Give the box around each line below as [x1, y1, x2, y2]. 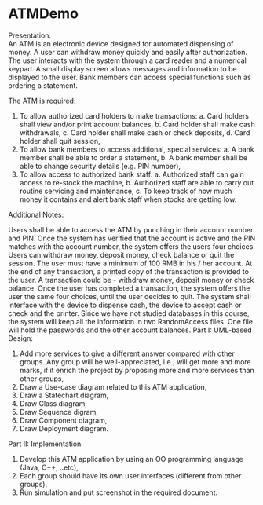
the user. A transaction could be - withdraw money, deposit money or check [8, 275, 254, 284]
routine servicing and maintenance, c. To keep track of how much [19, 186, 232, 196]
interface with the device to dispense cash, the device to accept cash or [8, 300, 242, 309]
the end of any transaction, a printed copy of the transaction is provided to [8, 266, 250, 276]
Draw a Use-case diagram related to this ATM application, [19, 382, 207, 391]
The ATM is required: [8, 96, 76, 105]
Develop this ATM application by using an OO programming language [19, 454, 243, 463]
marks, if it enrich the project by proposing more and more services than [19, 365, 255, 375]
